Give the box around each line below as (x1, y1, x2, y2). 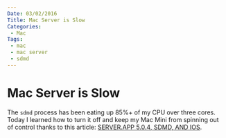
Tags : (7, 36, 23, 43)
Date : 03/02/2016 (7, 10, 58, 17)
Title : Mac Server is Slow (7, 17, 85, 24)
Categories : (7, 23, 42, 30)
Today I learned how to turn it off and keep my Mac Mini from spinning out (7, 115, 220, 123)
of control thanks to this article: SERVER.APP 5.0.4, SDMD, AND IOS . (7, 123, 202, 131)
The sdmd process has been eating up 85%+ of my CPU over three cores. (7, 108, 216, 117)
